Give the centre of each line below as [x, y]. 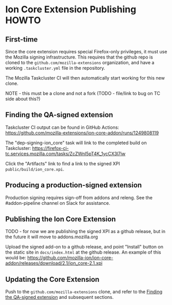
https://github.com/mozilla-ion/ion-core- [70, 258]
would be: [16, 258]
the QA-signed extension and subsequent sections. [60, 297]
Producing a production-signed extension [74, 185]
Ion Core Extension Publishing [71, 9]
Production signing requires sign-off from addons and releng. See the [79, 197]
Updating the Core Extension [52, 279]
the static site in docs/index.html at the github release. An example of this [83, 252]
